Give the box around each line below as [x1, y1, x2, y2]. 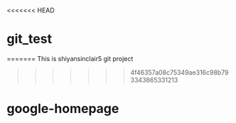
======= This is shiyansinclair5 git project [6, 54, 134, 63]
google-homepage [6, 101, 119, 117]
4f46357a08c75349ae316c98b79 [130, 68, 229, 77]
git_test [6, 31, 53, 47]
